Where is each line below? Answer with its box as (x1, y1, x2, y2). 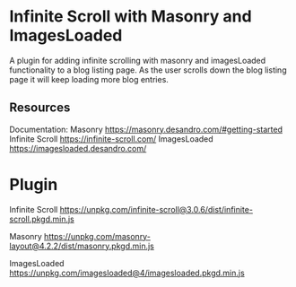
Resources (9, 100, 71, 116)
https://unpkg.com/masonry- (43, 230, 151, 241)
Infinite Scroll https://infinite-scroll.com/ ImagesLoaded (9, 133, 213, 144)
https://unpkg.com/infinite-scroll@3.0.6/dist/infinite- (59, 204, 254, 214)
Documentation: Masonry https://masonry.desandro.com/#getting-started (9, 124, 283, 135)
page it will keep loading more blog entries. (9, 74, 169, 84)
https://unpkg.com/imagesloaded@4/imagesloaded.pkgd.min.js (9, 267, 245, 278)
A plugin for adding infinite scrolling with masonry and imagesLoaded (9, 55, 266, 65)
